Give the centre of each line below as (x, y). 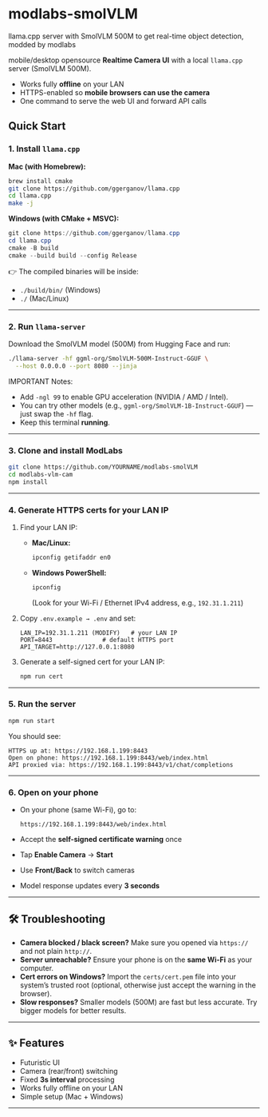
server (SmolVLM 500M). (50, 68)
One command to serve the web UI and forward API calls (113, 101)
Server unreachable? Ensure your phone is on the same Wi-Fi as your (136, 959)
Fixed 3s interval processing (67, 1079)
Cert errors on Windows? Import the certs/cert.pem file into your (128, 976)
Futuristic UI (39, 1062)
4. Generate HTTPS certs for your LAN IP (89, 510)
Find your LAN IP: (49, 527)
